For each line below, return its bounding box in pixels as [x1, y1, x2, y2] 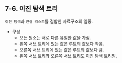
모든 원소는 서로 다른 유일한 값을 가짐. [19, 34, 91, 40]
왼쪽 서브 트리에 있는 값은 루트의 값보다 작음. [19, 41, 104, 47]
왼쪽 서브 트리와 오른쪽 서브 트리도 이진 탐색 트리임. [19, 53, 117, 59]
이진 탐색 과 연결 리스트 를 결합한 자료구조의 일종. [5, 18, 93, 24]
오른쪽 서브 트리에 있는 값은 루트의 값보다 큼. [19, 47, 104, 52]
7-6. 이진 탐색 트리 [5, 4, 58, 13]
